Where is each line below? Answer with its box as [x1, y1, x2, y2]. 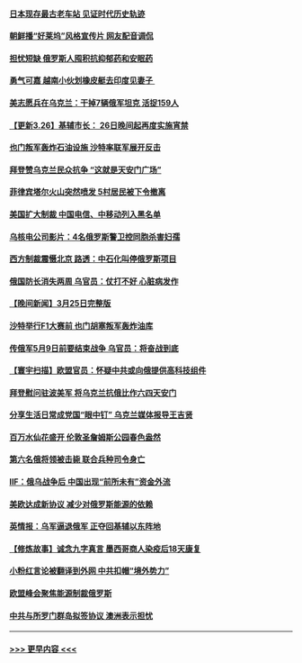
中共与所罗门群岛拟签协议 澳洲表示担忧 [9, 610, 154, 621]
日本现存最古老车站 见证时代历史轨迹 [9, 8, 146, 19]
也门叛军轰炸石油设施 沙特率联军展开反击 [9, 142, 162, 153]
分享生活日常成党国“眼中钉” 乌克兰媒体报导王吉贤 [9, 410, 193, 421]
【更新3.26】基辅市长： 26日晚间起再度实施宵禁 [9, 120, 189, 131]
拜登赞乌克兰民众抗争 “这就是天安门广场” [9, 164, 162, 175]
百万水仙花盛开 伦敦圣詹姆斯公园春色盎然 [9, 431, 162, 442]
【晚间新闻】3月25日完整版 [9, 298, 111, 309]
